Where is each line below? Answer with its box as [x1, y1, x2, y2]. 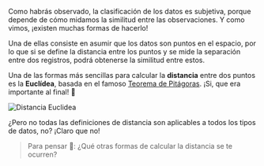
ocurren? [27, 149, 58, 159]
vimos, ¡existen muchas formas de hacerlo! [8, 24, 149, 32]
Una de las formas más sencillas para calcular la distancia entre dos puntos [8, 71, 255, 79]
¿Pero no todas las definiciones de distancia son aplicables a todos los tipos [8, 118, 256, 127]
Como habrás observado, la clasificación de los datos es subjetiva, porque [8, 7, 251, 16]
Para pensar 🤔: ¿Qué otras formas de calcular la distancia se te [27, 142, 233, 150]
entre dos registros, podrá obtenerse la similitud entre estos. [8, 55, 206, 65]
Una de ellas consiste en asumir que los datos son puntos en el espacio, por [8, 39, 257, 48]
